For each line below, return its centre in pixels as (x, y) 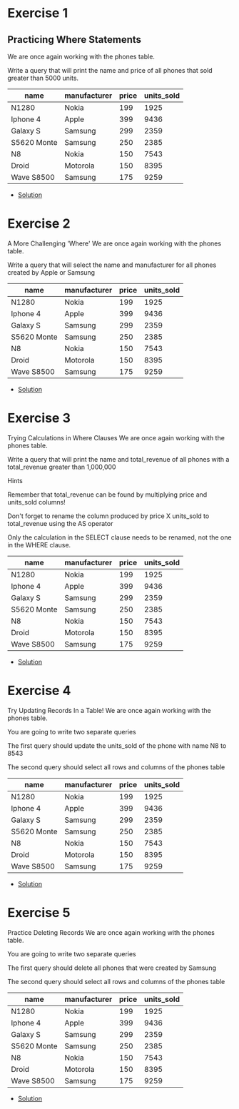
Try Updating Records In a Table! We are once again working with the (110, 710)
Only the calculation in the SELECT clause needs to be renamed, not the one (119, 537)
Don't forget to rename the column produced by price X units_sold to (108, 516)
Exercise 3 (39, 418)
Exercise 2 (39, 224)
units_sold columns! (36, 502)
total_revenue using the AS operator (60, 523)
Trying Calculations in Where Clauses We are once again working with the (116, 437)
